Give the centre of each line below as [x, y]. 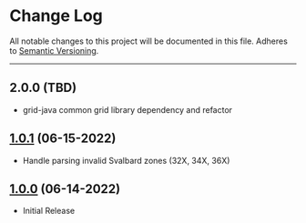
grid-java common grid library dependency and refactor [127, 109]
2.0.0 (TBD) [43, 88]
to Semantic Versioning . [54, 50]
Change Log [56, 16]
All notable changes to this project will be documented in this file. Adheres [149, 41]
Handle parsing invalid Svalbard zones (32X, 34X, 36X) [126, 160]
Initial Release [49, 211]
